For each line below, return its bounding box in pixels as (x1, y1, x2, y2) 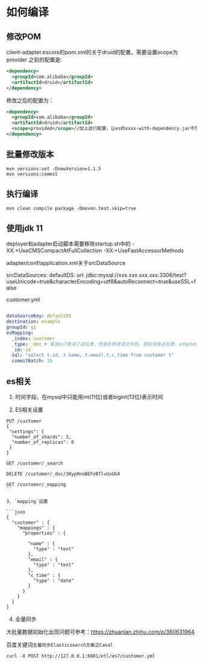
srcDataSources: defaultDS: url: (6, 272, 85, 279)
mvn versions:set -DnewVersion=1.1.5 (6, 165, 101, 172)
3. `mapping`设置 (6, 498, 48, 504)
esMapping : (6, 329, 34, 336)
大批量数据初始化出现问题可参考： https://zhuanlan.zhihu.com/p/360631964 (6, 628, 195, 635)
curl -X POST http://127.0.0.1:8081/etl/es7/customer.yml (6, 653, 155, 659)
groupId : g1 (6, 324, 36, 331)
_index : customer (11, 336, 56, 342)
